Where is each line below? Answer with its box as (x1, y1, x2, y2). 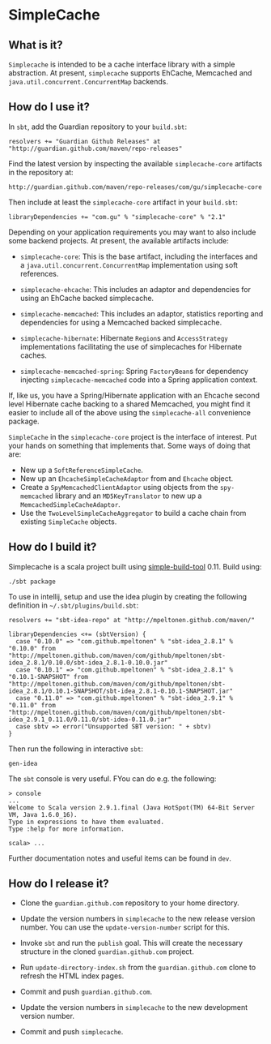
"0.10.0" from (8, 644, 57, 652)
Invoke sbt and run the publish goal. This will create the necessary (19, 939, 243, 948)
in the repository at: (8, 167, 74, 177)
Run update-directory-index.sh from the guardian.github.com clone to (19, 963, 256, 973)
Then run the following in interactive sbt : (8, 744, 144, 754)
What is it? (8, 38, 63, 52)
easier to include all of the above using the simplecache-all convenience (8, 407, 252, 417)
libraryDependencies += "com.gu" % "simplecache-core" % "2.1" (8, 213, 227, 221)
